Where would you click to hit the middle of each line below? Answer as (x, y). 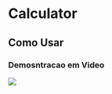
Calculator (43, 14)
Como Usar (36, 43)
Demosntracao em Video (56, 65)
